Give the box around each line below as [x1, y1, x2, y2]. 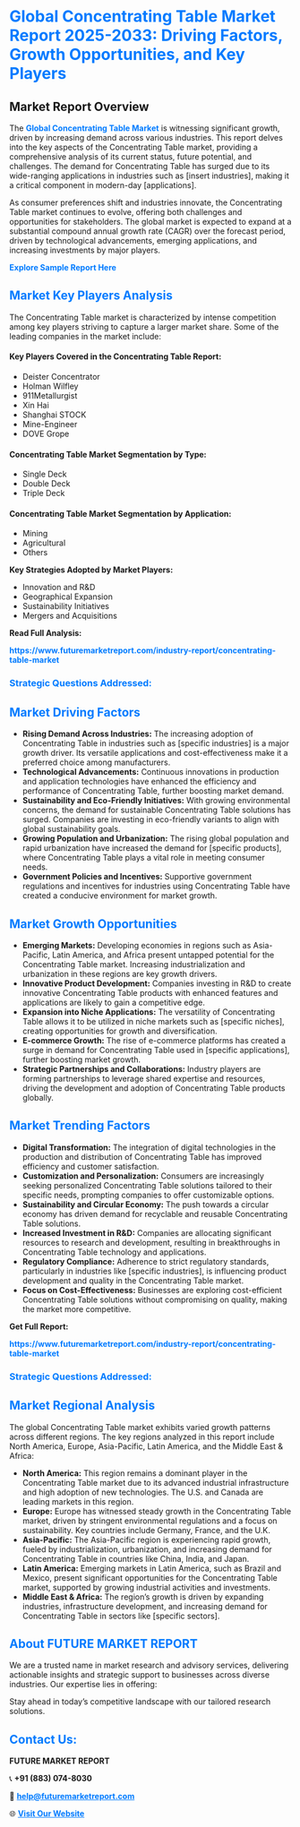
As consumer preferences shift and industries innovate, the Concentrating [9, 197, 283, 208]
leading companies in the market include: [9, 330, 162, 341]
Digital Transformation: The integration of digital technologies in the [21, 1142, 276, 1153]
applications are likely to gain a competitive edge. [21, 997, 206, 1008]
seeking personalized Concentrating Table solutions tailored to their [21, 1179, 273, 1190]
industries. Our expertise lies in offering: [9, 1679, 158, 1690]
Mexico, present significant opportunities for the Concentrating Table [21, 1572, 278, 1583]
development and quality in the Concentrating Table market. [21, 1274, 244, 1286]
